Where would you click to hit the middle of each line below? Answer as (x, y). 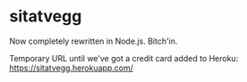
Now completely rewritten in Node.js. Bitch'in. (94, 41)
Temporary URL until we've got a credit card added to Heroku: (124, 58)
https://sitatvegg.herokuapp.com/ (72, 68)
